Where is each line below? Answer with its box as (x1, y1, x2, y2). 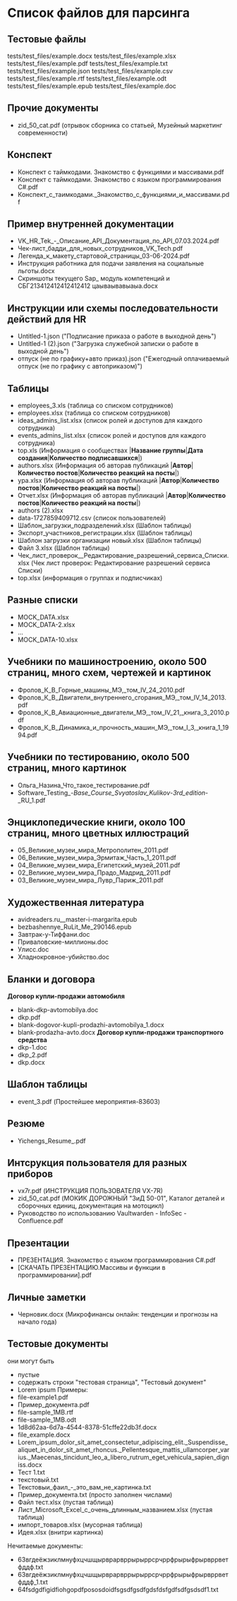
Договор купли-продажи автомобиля (7, 992, 125, 1000)
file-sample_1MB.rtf (17, 1408, 74, 1416)
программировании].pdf (17, 1271, 92, 1279)
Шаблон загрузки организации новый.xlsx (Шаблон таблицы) (17, 536, 202, 545)
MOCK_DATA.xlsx (17, 613, 69, 621)
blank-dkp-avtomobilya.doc (17, 1005, 99, 1014)
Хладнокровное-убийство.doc (17, 953, 109, 961)
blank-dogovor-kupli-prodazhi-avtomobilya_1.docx (17, 1020, 164, 1029)
